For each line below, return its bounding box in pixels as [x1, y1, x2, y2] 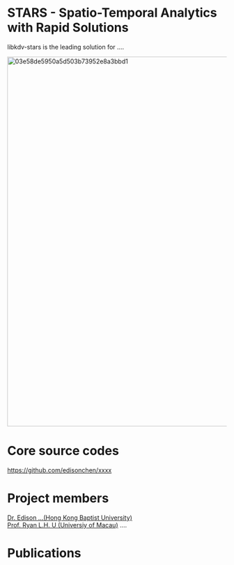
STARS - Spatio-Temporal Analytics [7, 5, 217, 21]
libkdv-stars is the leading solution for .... [7, 42, 125, 51]
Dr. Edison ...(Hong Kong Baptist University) [7, 513, 132, 522]
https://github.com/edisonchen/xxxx [7, 465, 112, 474]
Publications [7, 545, 81, 561]
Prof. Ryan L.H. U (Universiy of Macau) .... [7, 520, 127, 529]
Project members [7, 490, 109, 506]
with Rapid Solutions [7, 20, 129, 36]
